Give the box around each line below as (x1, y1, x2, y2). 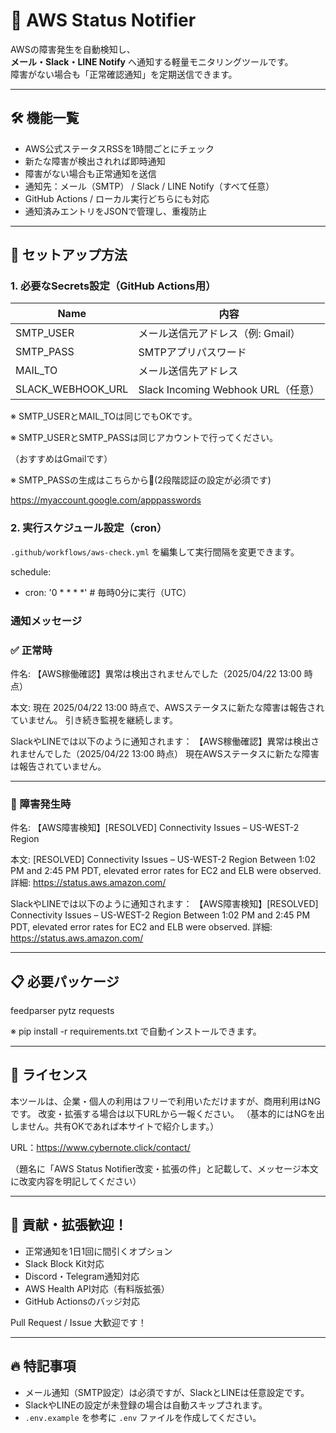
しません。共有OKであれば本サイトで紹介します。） (10, 1120, 220, 1132)
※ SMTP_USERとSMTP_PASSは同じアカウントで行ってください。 (10, 432, 279, 444)
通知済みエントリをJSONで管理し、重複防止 (24, 205, 208, 217)
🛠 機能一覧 (10, 110, 80, 127)
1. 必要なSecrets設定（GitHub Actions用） (10, 279, 217, 293)
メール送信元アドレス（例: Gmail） (138, 327, 301, 341)
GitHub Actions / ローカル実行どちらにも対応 (24, 192, 210, 204)
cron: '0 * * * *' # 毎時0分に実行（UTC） (24, 586, 192, 598)
